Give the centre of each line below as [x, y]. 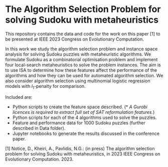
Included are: [19, 97]
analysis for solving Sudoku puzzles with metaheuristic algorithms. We [78, 54]
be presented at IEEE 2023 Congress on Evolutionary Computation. [74, 39]
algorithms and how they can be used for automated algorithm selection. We [84, 75]
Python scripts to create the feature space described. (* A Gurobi [80, 107]
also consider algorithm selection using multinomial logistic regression [78, 81]
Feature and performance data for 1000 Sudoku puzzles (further [79, 123]
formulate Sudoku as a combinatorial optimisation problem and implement [81, 59]
